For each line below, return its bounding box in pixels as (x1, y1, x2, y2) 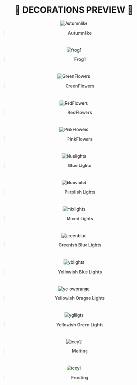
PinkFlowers (67, 136, 93, 142)
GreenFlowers (65, 83, 95, 89)
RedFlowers (67, 110, 92, 115)
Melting (71, 348, 88, 354)
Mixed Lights (67, 216, 93, 221)
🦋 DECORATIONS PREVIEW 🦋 (15, 4, 133, 16)
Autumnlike (68, 30, 92, 36)
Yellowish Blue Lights (57, 269, 102, 275)
